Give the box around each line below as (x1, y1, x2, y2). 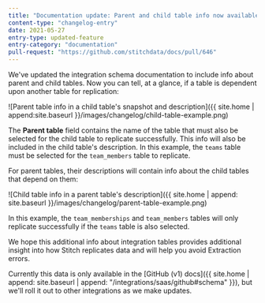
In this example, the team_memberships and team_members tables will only (8, 214, 239, 223)
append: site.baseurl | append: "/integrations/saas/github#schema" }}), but (8, 278, 252, 286)
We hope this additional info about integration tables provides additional (8, 238, 242, 246)
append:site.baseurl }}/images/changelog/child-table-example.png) (8, 110, 229, 119)
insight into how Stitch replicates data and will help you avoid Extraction (8, 245, 242, 255)
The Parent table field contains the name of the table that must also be (8, 125, 239, 135)
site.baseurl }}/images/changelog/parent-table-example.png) (8, 198, 207, 208)
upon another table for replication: (8, 87, 120, 95)
